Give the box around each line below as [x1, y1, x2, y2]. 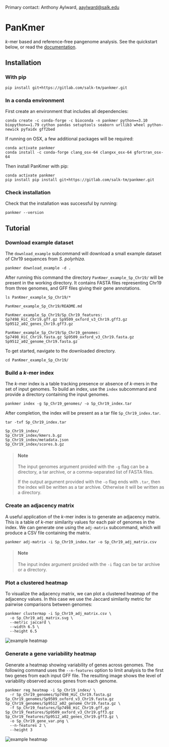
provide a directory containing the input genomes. [5, 391, 109, 397]
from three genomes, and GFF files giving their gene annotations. [5, 285, 141, 291]
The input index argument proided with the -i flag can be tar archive [17, 561, 160, 567]
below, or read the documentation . [5, 44, 77, 50]
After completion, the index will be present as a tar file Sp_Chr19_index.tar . [5, 410, 161, 416]
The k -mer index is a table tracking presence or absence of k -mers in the [5, 381, 158, 387]
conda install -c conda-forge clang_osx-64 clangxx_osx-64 [5, 150, 132, 155]
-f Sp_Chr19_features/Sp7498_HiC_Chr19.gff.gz [10, 705, 109, 710]
